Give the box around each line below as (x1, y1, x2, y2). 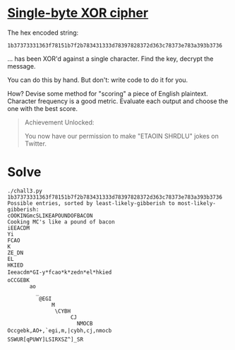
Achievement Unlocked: (24, 118, 95, 127)
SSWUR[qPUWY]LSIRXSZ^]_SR (7, 336, 83, 343)
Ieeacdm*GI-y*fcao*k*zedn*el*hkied (7, 269, 112, 276)
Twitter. (24, 139, 47, 148)
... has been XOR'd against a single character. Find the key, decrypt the (7, 54, 214, 63)
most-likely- (177, 199, 217, 206)
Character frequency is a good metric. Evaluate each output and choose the (7, 97, 229, 105)
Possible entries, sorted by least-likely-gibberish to (7, 199, 175, 206)
